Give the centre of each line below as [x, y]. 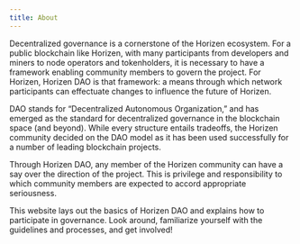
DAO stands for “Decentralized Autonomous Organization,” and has [134, 108]
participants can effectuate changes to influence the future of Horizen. [141, 91]
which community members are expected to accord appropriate [128, 183]
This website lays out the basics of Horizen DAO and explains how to [137, 210]
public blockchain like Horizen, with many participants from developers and [149, 53]
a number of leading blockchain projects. [86, 147]
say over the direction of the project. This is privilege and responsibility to [146, 174]
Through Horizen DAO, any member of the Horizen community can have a [146, 164]
